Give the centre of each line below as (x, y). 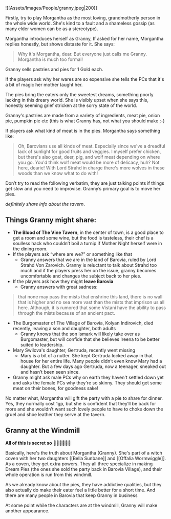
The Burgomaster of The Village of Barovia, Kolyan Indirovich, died (83, 323)
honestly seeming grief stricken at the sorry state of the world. (71, 105)
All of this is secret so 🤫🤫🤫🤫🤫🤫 (38, 443)
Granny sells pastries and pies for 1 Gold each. (54, 69)
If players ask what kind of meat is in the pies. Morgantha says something (83, 131)
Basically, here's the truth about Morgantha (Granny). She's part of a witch (84, 452)
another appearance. (27, 511)
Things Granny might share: (51, 220)
